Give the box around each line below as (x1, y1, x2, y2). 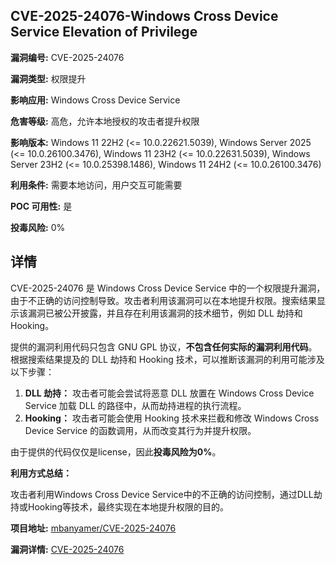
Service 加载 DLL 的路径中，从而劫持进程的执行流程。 (24, 399, 247, 411)
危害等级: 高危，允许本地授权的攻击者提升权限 (10, 115, 200, 127)
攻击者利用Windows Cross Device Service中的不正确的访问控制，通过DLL (10, 488, 314, 500)
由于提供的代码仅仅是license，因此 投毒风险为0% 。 (10, 445, 222, 458)
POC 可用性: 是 (10, 200, 73, 212)
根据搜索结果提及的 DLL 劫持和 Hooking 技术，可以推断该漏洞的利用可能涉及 (10, 353, 325, 365)
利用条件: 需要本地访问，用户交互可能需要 (10, 179, 183, 191)
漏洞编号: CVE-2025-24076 (10, 51, 125, 63)
